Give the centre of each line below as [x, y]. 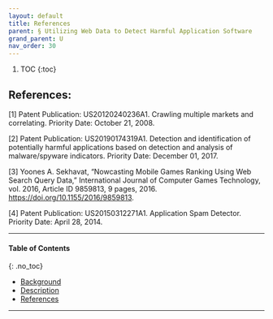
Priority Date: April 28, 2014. [56, 222]
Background [41, 282]
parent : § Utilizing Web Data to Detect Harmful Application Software [130, 31]
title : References [39, 24]
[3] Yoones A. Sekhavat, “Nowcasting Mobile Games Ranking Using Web [130, 171]
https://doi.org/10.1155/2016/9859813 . [71, 197]
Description [39, 291]
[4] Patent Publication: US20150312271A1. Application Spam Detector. [125, 213]
